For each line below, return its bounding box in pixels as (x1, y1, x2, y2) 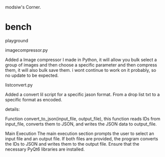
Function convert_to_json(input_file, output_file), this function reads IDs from (5, 116, 161, 122)
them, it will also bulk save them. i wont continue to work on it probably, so (5, 67, 157, 73)
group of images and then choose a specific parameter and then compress (5, 62, 158, 68)
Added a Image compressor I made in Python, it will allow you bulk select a (5, 57, 157, 63)
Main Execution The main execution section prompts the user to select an (5, 130, 154, 136)
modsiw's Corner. (5, 4, 41, 10)
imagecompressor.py (5, 47, 48, 53)
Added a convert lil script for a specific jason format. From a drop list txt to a (5, 91, 160, 97)
